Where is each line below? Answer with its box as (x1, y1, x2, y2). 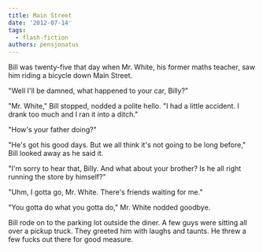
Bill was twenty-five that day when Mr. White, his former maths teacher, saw (8, 62, 256, 72)
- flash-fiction (15, 33, 69, 42)
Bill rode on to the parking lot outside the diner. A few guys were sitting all (8, 218, 248, 228)
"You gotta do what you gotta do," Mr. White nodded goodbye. (8, 202, 211, 213)
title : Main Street (8, 11, 72, 20)
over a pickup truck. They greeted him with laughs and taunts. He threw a (8, 226, 246, 236)
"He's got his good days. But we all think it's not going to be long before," (8, 140, 246, 150)
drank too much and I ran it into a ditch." (8, 109, 139, 119)
